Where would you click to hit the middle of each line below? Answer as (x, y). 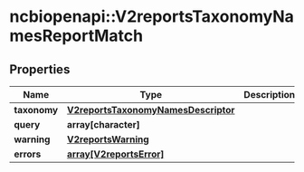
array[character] (103, 124)
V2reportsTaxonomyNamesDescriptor (151, 110)
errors (28, 154)
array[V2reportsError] (115, 154)
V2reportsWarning (108, 139)
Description (270, 95)
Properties (40, 69)
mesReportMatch (76, 36)
